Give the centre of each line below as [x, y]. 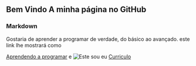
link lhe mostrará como [34, 45]
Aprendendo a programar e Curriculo [69, 56]
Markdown [22, 26]
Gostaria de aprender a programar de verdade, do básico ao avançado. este [98, 39]
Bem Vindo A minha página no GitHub [76, 10]
